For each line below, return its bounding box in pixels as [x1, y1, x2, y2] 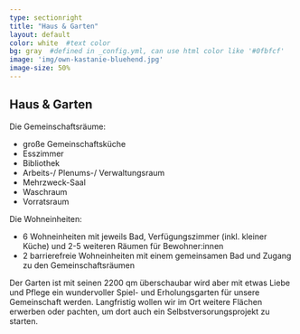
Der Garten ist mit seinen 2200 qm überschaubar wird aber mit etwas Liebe [9, 277, 291, 288]
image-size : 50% [9, 64, 70, 73]
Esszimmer [22, 148, 65, 159]
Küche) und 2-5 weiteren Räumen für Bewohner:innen [22, 240, 224, 251]
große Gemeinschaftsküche [22, 138, 127, 149]
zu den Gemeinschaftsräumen [22, 259, 136, 271]
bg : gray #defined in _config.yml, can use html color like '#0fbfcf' [9, 47, 285, 56]
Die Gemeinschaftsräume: [9, 121, 107, 132]
